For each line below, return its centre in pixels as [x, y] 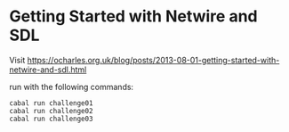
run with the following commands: [72, 87]
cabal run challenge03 [51, 119]
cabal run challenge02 [51, 111]
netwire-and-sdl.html [48, 70]
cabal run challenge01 [51, 103]
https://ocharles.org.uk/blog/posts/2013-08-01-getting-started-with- [153, 60]
